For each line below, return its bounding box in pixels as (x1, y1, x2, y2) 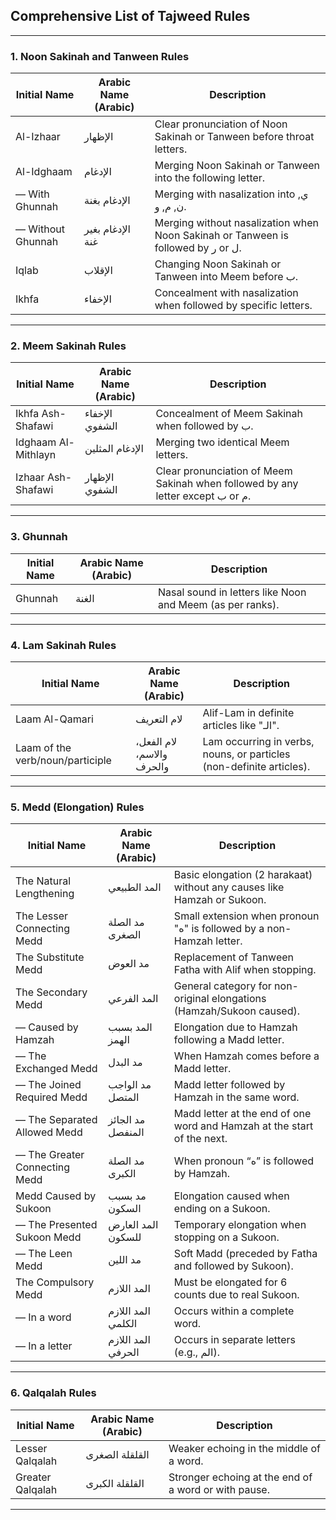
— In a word (15, 1310, 72, 1324)
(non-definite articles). (202, 760, 311, 773)
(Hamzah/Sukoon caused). (173, 1004, 300, 1018)
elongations (211, 992, 267, 1006)
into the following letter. (154, 171, 266, 185)
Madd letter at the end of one (173, 1107, 312, 1121)
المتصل (108, 1090, 140, 1104)
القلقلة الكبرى (85, 1476, 145, 1490)
